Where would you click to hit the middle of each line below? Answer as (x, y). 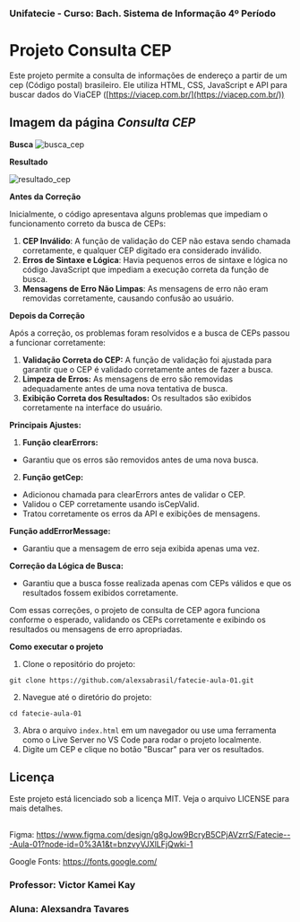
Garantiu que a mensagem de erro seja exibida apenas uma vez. (141, 548)
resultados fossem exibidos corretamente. (100, 593)
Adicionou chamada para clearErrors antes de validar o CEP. (134, 494)
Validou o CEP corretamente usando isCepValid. (111, 504)
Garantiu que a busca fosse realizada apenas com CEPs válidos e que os (157, 583)
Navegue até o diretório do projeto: (87, 697)
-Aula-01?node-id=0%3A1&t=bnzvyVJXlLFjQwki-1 (101, 844)
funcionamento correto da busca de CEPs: (88, 224)
